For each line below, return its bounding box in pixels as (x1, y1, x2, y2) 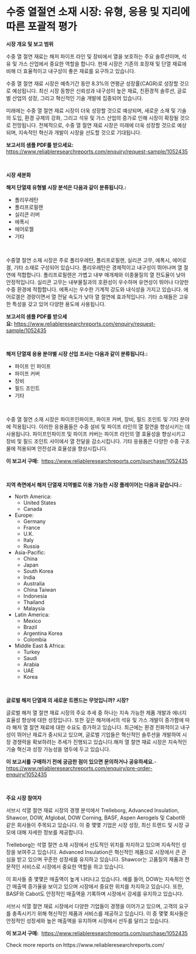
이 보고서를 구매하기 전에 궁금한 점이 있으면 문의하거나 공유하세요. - (6, 758, 157, 765)
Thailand (23, 598, 45, 606)
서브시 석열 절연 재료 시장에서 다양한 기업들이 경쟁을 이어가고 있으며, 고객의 (6, 902, 178, 910)
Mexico (23, 617, 42, 624)
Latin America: (14, 611, 50, 618)
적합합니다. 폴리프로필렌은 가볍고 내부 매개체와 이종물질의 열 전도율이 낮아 (16, 271, 186, 278)
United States (23, 499, 57, 506)
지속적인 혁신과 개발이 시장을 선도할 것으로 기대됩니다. (18, 129, 142, 136)
